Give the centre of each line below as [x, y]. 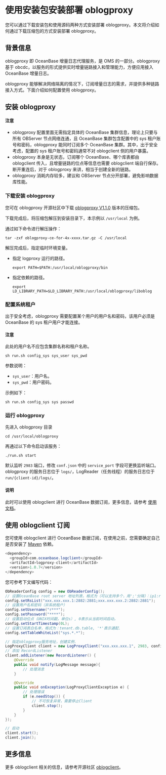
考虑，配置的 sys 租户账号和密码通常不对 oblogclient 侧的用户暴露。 [82, 151]
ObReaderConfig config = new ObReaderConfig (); [55, 591]
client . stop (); [47, 706]
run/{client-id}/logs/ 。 [31, 478]
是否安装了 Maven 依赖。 [31, 544]
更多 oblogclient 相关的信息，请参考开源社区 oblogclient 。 [64, 767]
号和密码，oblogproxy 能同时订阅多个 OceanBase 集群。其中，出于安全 [85, 145]
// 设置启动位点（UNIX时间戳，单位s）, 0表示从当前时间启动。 [62, 619]
